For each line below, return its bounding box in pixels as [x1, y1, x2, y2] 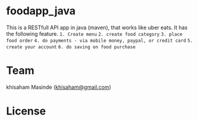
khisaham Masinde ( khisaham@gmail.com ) [6, 83, 112, 91]
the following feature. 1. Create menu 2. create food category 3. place [6, 30, 183, 37]
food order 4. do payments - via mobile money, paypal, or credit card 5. [6, 38, 193, 44]
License [6, 104, 46, 118]
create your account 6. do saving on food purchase [6, 44, 136, 50]
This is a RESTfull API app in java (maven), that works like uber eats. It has [6, 24, 188, 31]
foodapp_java [6, 4, 76, 18]
